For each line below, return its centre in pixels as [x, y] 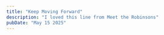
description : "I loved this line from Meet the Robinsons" [83, 17]
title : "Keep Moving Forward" [45, 12]
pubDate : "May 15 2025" [36, 23]
